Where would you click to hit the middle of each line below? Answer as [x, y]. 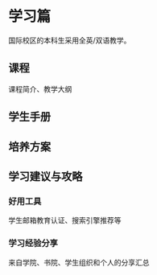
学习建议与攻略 [45, 176]
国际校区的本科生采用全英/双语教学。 [70, 40]
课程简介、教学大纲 [40, 88]
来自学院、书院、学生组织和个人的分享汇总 [79, 262]
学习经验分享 [33, 244]
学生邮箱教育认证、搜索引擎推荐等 [65, 220]
